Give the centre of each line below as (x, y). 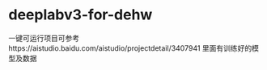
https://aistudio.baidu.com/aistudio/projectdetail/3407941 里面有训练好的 (130, 48)
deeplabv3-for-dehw (81, 15)
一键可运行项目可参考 (44, 38)
